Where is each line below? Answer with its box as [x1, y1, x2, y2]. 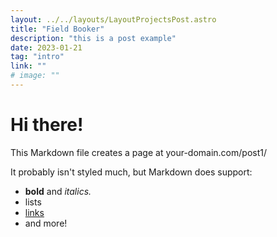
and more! [24, 217, 68, 229]
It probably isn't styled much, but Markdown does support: [10, 166, 253, 178]
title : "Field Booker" [10, 24, 105, 34]
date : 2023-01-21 [10, 42, 83, 53]
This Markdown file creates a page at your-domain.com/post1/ [10, 146, 267, 158]
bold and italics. [24, 185, 92, 197]
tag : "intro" [10, 52, 65, 62]
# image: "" [10, 71, 60, 81]
